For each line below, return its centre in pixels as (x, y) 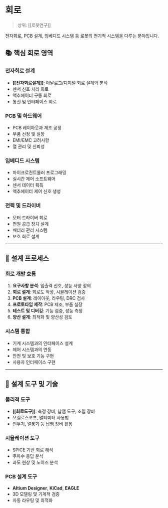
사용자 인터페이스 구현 (34, 362)
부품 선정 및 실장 (28, 134)
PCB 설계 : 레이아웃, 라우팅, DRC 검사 (48, 298)
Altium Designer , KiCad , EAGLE (46, 488)
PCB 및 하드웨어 (23, 116)
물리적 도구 (18, 399)
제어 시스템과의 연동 (32, 350)
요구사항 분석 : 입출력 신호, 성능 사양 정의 (51, 286)
